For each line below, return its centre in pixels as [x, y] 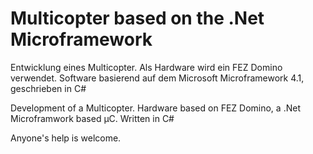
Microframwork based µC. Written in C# [92, 118]
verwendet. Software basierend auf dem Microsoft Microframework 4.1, [157, 78]
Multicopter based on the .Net [137, 18]
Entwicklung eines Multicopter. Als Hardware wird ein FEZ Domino [146, 67]
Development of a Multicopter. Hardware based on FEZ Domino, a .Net [155, 108]
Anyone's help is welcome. [66, 138]
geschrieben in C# [48, 88]
